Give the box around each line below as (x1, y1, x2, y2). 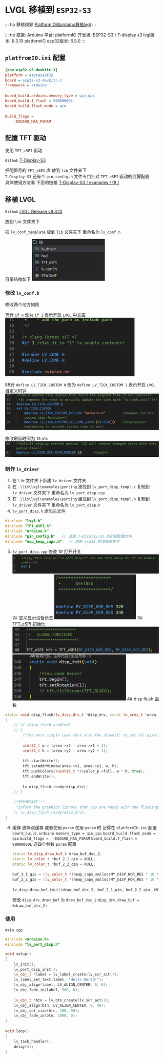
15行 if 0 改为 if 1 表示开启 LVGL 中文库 (5, 312, 86, 318)
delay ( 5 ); (14, 1044, 34, 1049)
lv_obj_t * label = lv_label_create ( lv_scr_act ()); (14, 972, 119, 977)
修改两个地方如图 (5, 302, 40, 307)
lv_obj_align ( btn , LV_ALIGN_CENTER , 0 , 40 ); (14, 1003, 106, 1008)
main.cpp (5, 928, 23, 933)
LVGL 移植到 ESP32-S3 (5, 4, 92, 16)
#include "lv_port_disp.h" (5, 942, 60, 947)
